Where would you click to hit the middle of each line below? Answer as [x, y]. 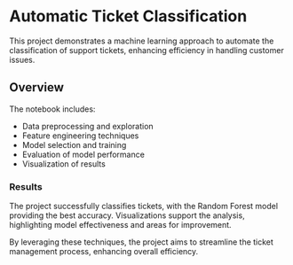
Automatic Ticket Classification [128, 16]
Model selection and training [74, 144]
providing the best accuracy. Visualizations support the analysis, [127, 215]
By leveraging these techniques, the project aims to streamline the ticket [141, 242]
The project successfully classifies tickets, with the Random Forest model [143, 207]
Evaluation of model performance [83, 154]
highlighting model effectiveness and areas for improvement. [121, 225]
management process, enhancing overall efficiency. [104, 252]
